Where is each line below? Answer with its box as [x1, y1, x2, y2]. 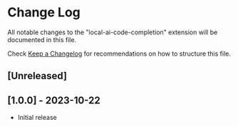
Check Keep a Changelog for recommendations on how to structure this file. [7, 49, 232, 58]
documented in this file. [7, 35, 77, 44]
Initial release [17, 113, 57, 122]
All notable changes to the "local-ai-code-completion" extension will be [7, 28, 218, 36]
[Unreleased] [7, 70, 68, 82]
